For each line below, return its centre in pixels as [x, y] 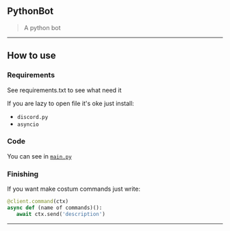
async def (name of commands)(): [55, 208]
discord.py [33, 117]
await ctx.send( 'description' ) [61, 214]
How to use [31, 56]
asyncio [28, 124]
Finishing [23, 174]
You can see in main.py [39, 156]
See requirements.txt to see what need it [64, 90]
